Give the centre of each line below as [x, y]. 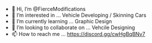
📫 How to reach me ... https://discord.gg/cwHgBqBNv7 [78, 34]
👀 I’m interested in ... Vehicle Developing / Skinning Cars [79, 15]
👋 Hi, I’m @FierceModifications [49, 9]
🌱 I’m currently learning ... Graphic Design [62, 21]
